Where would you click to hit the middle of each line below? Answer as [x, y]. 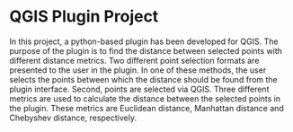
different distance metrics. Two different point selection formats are [134, 60]
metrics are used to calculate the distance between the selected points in [145, 98]
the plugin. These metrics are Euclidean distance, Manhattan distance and [147, 108]
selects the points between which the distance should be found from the [143, 79]
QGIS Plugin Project [84, 17]
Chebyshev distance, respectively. [73, 118]
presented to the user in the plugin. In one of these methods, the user [138, 70]
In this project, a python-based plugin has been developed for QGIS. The [144, 41]
